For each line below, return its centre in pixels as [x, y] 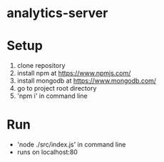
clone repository [41, 66]
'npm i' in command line [52, 96]
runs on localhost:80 [47, 152]
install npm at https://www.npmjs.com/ [74, 74]
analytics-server [57, 13]
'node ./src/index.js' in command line [71, 145]
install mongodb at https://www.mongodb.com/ [87, 81]
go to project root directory [57, 88]
